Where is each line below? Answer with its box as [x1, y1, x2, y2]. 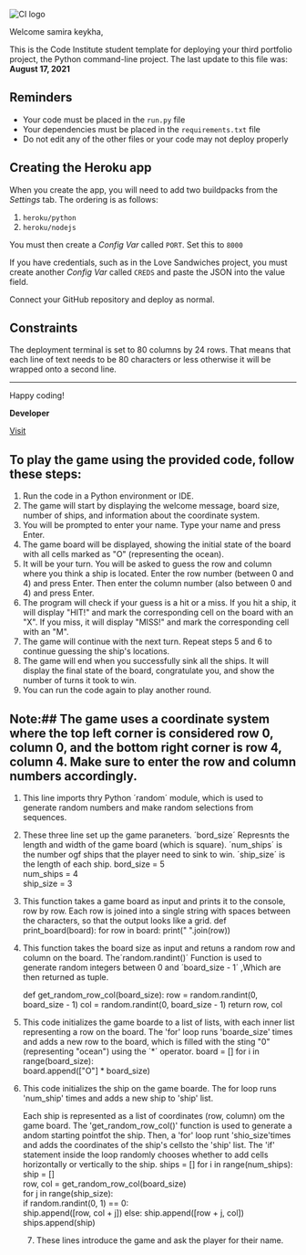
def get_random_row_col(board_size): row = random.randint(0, [22, 989, 258, 1000]
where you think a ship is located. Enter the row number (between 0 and [22, 568, 294, 579]
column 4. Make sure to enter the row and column [9, 754, 297, 769]
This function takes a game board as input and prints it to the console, [22, 896, 286, 907]
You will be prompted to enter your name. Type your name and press [22, 520, 280, 531]
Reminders [9, 90, 73, 105]
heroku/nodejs [22, 223, 76, 232]
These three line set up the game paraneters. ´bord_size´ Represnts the [22, 829, 290, 840]
